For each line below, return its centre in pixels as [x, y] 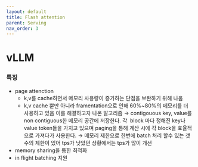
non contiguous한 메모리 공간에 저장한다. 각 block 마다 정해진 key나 [105, 120]
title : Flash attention [36, 17]
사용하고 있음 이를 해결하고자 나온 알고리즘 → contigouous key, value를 [108, 113]
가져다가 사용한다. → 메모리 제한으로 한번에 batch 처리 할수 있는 [109, 135]
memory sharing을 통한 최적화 [51, 150]
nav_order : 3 [22, 28]
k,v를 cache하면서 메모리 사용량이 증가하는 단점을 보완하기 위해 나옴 [103, 98]
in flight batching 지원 [41, 157]
